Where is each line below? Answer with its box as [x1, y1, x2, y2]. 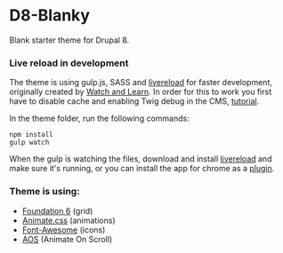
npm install [9, 130, 53, 139]
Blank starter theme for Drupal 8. [9, 35, 130, 45]
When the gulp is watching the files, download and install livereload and [9, 154, 272, 164]
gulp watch [9, 138, 50, 147]
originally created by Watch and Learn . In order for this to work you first [9, 86, 272, 98]
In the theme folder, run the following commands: [9, 113, 190, 124]
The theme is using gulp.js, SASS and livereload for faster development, [9, 77, 273, 88]
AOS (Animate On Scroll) [21, 233, 113, 244]
